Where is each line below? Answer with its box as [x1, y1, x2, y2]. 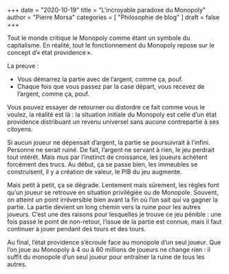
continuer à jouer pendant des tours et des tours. [7, 225, 146, 233]
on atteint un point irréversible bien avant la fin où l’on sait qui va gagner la [7, 196, 218, 204]
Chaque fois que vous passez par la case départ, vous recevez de [17, 83, 205, 90]
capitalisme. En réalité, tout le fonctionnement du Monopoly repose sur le [7, 41, 215, 49]
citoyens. [7, 125, 33, 133]
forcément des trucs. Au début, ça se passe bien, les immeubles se [7, 160, 198, 168]
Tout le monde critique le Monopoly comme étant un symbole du [7, 34, 190, 42]
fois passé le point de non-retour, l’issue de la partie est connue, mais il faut [7, 218, 222, 226]
